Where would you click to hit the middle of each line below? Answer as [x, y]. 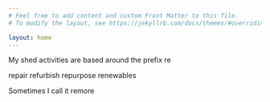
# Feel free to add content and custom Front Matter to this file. [124, 16]
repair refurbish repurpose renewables [72, 76]
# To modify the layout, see [57, 23]
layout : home [30, 37]
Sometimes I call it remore [51, 91]
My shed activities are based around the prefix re [90, 60]
